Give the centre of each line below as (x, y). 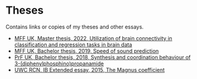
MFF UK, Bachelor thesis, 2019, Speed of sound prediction (87, 50)
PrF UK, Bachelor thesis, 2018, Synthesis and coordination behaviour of (102, 57)
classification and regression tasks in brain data (73, 45)
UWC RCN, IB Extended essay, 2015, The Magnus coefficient (90, 69)
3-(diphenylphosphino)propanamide (59, 64)
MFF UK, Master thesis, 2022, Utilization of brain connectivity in (93, 38)
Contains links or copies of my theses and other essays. (75, 27)
